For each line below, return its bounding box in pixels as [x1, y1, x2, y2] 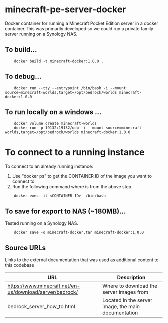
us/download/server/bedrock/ [7, 288, 78, 295]
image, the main [102, 303, 140, 310]
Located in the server [102, 297, 153, 304]
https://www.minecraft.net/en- [7, 282, 81, 289]
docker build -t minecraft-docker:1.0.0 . [14, 59, 104, 64]
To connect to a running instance [5, 146, 145, 158]
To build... [5, 45, 37, 54]
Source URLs [5, 243, 46, 252]
